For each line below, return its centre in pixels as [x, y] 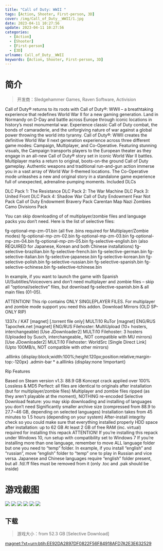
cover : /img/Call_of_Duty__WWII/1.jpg [44, 19]
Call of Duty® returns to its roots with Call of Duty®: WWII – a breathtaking [79, 109]
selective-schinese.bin [28, 267]
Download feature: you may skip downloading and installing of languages [79, 402]
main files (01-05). [23, 292]
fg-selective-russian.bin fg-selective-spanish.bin [94, 262]
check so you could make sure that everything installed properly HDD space [81, 422]
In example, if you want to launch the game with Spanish [62, 276]
